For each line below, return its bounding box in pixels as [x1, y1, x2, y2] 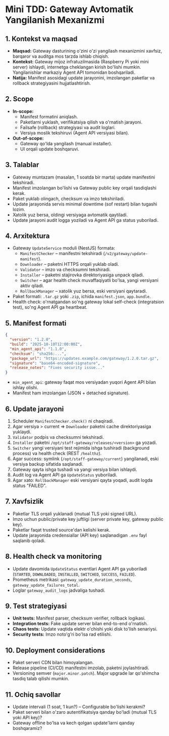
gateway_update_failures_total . [12, 582, 80, 588]
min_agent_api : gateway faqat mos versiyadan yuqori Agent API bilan [12, 379, 156, 385]
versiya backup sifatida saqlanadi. [12, 461, 84, 467]
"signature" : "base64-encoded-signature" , [10, 360, 100, 365]
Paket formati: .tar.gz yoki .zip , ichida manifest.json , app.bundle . [12, 294, 151, 300]
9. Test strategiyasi [5, 601, 67, 610]
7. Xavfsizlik [5, 497, 44, 506]
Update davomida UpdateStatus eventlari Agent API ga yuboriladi [12, 565, 147, 571]
